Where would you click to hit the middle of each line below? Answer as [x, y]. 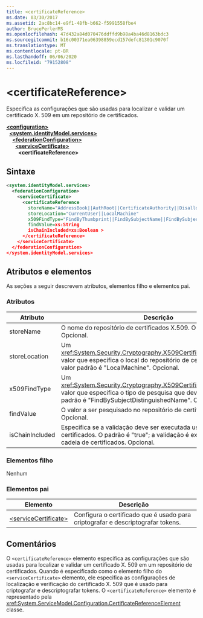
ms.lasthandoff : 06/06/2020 [42, 57]
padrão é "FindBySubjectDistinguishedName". [126, 400]
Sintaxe [21, 172]
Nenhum [17, 474]
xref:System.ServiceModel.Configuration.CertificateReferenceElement [94, 604]
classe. [15, 610]
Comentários [31, 544]
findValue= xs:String [54, 225]
